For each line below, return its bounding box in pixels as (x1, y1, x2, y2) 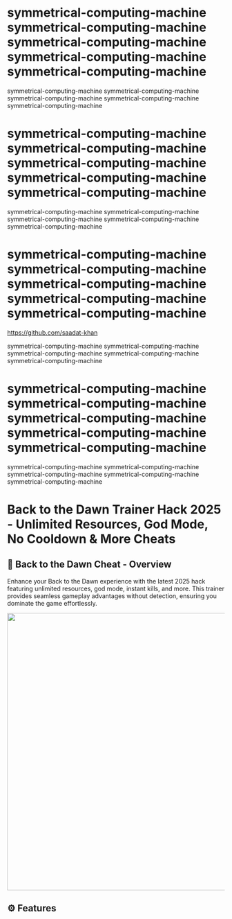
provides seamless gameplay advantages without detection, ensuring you (7, 591, 217, 600)
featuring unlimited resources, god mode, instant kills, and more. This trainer (7, 584, 225, 593)
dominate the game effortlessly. (7, 599, 98, 607)
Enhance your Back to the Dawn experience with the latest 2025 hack (7, 577, 206, 585)
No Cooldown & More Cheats (7, 531, 176, 547)
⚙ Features (7, 902, 57, 914)
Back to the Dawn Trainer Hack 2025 (7, 501, 222, 517)
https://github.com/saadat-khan (7, 328, 98, 337)
